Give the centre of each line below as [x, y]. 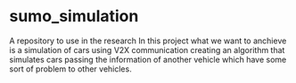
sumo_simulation [74, 16]
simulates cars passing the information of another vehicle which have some [148, 59]
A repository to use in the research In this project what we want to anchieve [148, 41]
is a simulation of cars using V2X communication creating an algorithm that [147, 49]
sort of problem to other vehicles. [70, 69]
